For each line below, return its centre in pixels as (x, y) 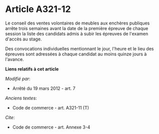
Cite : (10, 117)
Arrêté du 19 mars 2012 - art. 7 (44, 88)
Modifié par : (18, 78)
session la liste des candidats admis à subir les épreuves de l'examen (77, 33)
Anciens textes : (21, 98)
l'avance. (14, 59)
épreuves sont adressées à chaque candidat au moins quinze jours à (76, 54)
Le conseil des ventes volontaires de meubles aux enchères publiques (77, 23)
